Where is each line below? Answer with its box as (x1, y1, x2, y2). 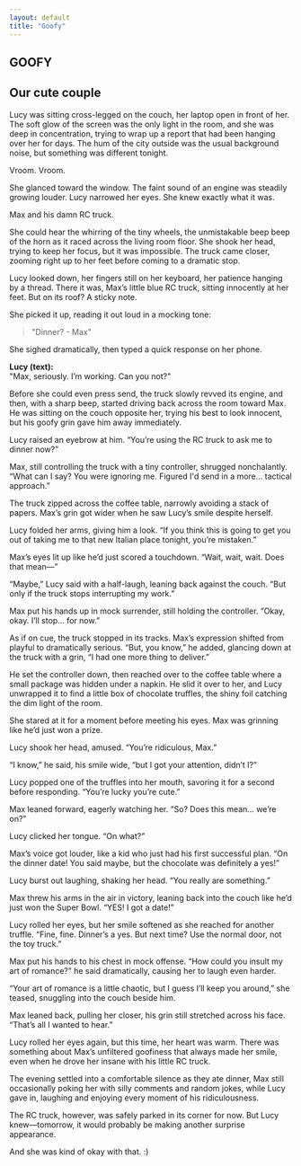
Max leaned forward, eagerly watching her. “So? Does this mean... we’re (9, 803, 277, 814)
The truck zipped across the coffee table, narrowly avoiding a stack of (9, 498, 270, 508)
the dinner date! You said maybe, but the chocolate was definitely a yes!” (9, 857, 280, 868)
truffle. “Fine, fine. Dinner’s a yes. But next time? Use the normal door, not (9, 929, 282, 940)
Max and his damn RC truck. (9, 208, 114, 220)
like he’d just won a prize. (9, 724, 103, 735)
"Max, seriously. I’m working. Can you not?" (9, 370, 172, 382)
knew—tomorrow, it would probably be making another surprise (9, 1119, 245, 1130)
